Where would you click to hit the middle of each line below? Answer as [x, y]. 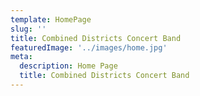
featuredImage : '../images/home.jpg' [89, 47]
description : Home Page [68, 66]
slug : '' [28, 29]
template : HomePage [51, 19]
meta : [21, 57]
